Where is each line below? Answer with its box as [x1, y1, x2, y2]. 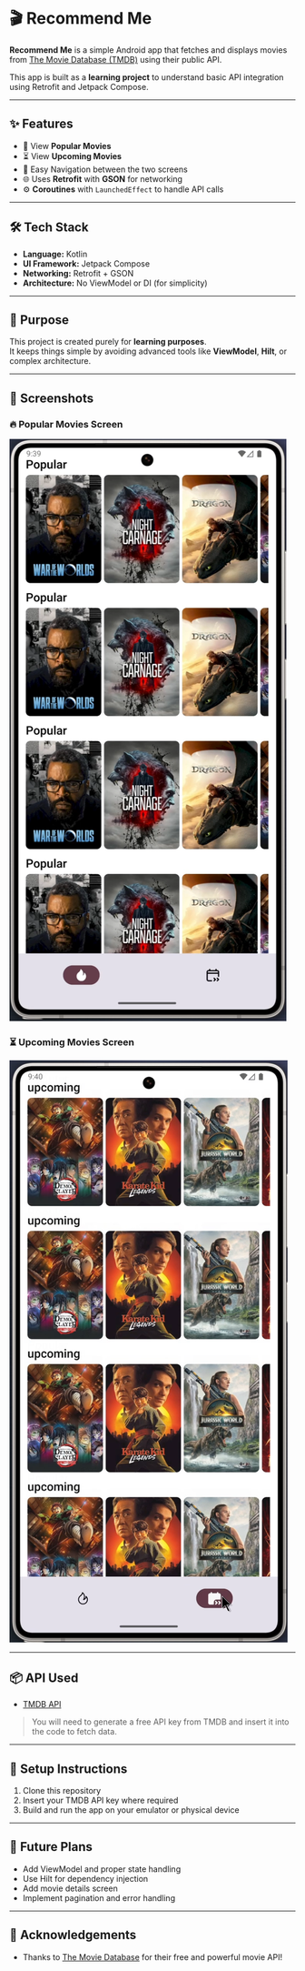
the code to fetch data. [31, 1726, 118, 1737]
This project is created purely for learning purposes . [9, 337, 207, 347]
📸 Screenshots [9, 390, 94, 406]
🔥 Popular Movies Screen [9, 417, 123, 430]
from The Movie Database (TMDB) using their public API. [9, 54, 222, 65]
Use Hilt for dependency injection [22, 1873, 149, 1884]
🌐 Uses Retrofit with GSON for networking [22, 173, 183, 184]
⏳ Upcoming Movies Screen [9, 1035, 134, 1048]
